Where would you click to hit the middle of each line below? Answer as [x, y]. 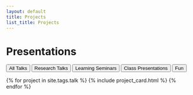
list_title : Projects [33, 22]
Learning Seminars [96, 68]
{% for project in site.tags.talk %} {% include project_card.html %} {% [91, 80]
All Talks [18, 68]
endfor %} [19, 87]
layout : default [26, 11]
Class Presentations [146, 68]
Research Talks [51, 68]
